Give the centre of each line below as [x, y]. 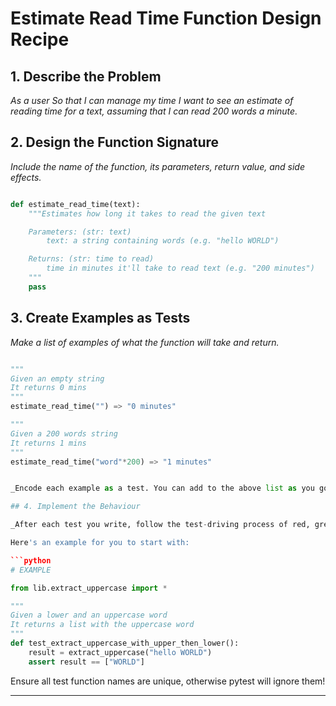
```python [31, 560]
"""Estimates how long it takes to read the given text [147, 213]
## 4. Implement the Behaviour [75, 507]
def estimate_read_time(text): [75, 204]
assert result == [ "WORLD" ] [86, 662]
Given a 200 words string [64, 433]
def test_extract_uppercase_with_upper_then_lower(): [125, 643]
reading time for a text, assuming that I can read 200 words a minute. [154, 111]
